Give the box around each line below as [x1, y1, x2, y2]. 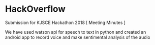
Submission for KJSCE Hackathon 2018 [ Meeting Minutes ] [5, 20, 125, 25]
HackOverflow [5, 3, 65, 15]
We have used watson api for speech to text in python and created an [5, 29, 146, 35]
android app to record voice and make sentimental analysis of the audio [5, 34, 151, 40]
